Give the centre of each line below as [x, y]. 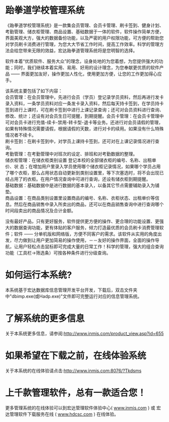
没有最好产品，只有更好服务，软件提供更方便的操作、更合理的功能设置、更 [82, 221]
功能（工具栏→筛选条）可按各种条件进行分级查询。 [58, 253]
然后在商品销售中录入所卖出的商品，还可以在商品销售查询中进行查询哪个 [89, 204]
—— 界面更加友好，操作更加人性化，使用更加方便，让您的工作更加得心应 [86, 74]
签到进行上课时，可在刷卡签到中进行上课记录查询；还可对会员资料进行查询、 [84, 109]
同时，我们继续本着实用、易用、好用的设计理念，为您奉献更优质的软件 [87, 67]
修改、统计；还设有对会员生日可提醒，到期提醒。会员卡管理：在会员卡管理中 [84, 116]
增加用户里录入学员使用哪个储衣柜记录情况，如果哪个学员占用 [97, 166]
